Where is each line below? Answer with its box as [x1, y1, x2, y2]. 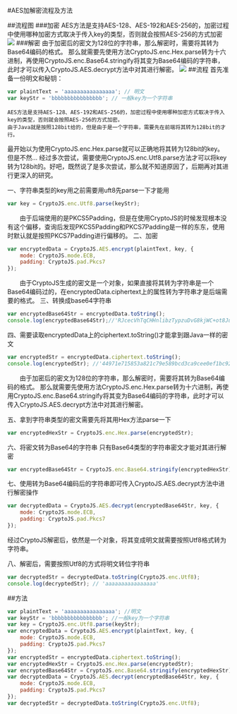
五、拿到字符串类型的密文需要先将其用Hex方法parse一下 [7, 415, 171, 423]
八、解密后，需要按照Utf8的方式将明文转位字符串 [7, 559, 150, 568]
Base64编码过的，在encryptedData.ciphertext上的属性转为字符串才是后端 [7, 288, 222, 296]
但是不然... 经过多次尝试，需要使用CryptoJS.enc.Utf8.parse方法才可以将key [7, 153, 227, 162]
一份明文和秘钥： [13, 74, 63, 83]
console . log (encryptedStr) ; [7, 360, 90, 367]
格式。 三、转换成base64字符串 [19, 296, 111, 305]
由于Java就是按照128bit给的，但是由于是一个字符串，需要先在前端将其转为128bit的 [7, 123, 221, 131]
